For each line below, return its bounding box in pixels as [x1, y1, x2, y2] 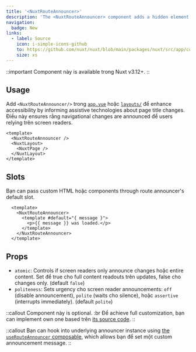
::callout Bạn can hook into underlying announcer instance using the [6, 327, 170, 334]
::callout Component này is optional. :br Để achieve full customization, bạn [6, 309, 185, 316]
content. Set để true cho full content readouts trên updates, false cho [14, 273, 181, 281]
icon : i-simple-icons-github [16, 42, 87, 47]
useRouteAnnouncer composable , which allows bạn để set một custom [6, 333, 172, 340]
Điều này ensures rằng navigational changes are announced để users [6, 113, 173, 120]
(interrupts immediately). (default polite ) [14, 298, 113, 305]
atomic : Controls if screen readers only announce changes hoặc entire [14, 267, 184, 274]
